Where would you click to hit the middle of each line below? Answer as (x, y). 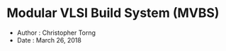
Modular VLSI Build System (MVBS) (113, 13)
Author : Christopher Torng (56, 33)
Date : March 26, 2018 (49, 40)
